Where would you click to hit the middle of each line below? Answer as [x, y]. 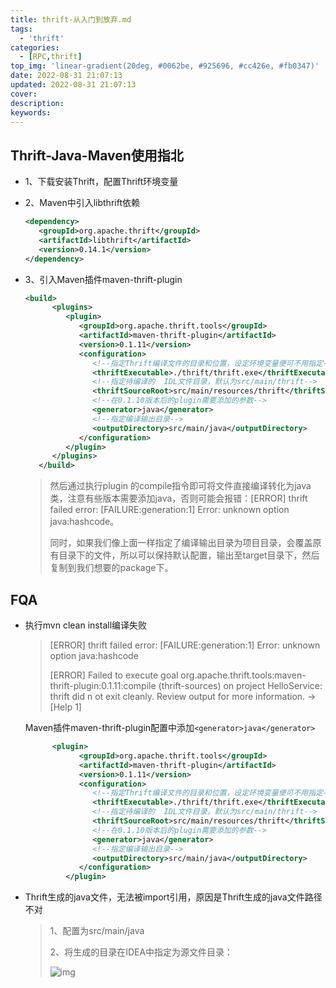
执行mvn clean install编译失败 [86, 625]
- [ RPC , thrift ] [51, 57]
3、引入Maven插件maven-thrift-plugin [103, 279]
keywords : [31, 112]
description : [37, 103]
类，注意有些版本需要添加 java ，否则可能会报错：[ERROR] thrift [178, 498]
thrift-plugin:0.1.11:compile [103, 685]
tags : [21, 29]
